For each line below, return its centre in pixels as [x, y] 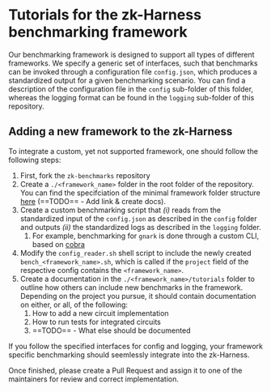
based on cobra [58, 244]
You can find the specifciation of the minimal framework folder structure [140, 193]
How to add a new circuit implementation [100, 313]
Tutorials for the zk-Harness [105, 15]
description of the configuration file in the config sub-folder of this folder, [131, 89]
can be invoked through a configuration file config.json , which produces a [133, 71]
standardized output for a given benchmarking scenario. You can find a [127, 80]
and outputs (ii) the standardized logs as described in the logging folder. [140, 227]
